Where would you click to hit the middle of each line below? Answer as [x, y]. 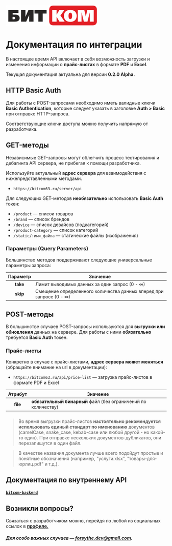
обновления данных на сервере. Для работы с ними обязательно [79, 332]
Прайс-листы [23, 351]
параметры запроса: [29, 265]
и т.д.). [52, 464]
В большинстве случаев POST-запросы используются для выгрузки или [85, 327]
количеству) [45, 407]
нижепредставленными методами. [44, 178]
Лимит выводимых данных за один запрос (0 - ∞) [90, 284]
